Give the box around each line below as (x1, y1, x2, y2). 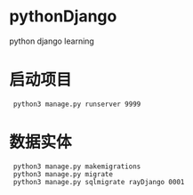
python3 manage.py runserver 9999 (12, 100, 141, 109)
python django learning (9, 36, 95, 46)
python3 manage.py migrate (12, 169, 114, 179)
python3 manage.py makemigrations (12, 162, 141, 171)
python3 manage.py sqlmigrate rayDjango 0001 (12, 177, 185, 186)
